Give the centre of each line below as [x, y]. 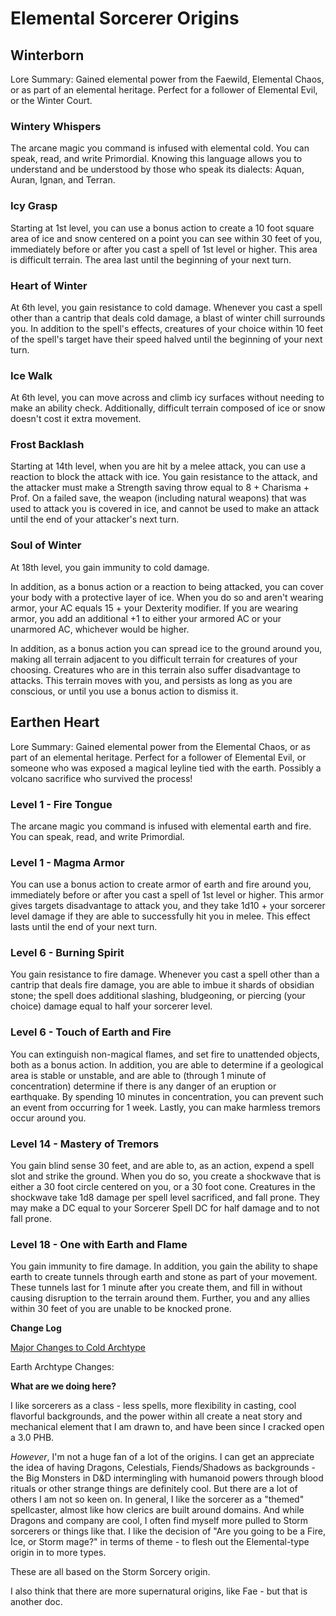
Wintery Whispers [56, 126]
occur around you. [48, 1118]
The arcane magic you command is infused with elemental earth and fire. [161, 826]
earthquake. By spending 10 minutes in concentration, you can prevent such [167, 1096]
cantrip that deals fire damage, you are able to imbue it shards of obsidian [162, 985]
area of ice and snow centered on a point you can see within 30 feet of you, [166, 238]
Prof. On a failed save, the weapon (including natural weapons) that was [158, 498]
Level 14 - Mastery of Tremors [85, 1144]
